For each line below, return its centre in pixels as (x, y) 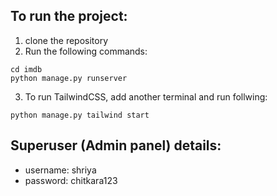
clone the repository (66, 40)
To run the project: (69, 16)
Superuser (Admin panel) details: (116, 145)
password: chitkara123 (71, 180)
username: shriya (60, 170)
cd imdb (26, 69)
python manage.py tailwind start (80, 115)
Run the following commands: (86, 51)
